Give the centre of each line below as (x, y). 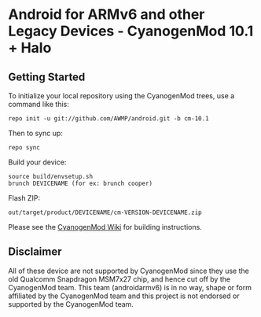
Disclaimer (35, 252)
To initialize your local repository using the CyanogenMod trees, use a (121, 96)
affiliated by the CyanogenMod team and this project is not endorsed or (124, 296)
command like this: (39, 104)
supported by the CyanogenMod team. (71, 304)
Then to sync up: (35, 133)
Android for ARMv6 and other (107, 15)
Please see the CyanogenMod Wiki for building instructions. (105, 227)
